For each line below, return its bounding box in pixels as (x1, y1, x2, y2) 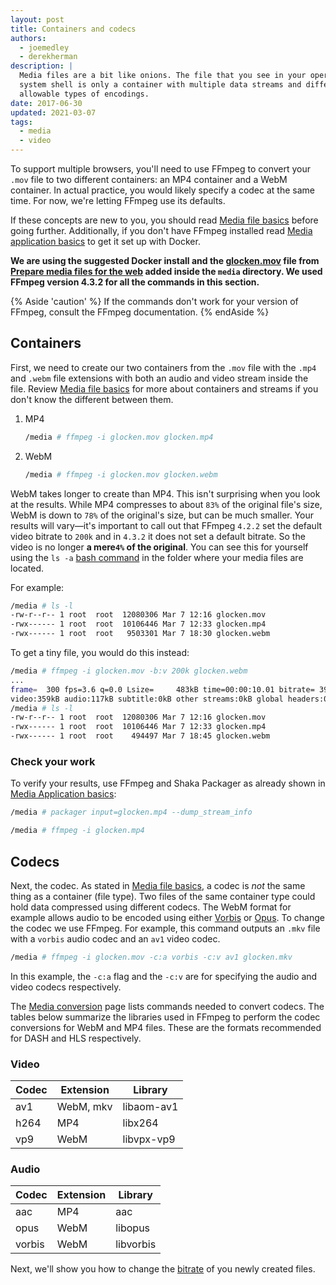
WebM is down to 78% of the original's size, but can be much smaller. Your (10, 509, 315, 521)
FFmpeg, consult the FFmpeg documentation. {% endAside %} (10, 306, 270, 318)
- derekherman (19, 52, 78, 62)
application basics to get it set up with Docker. (10, 236, 201, 247)
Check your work (10, 754, 96, 768)
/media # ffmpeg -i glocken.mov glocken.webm (24, 469, 218, 480)
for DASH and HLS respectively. (10, 1032, 142, 1044)
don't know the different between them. (10, 393, 174, 405)
